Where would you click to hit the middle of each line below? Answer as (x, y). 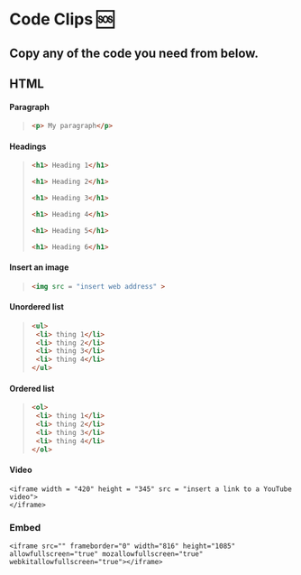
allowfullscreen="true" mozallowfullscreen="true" (106, 554)
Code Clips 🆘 (62, 19)
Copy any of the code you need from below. (134, 53)
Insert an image (39, 267)
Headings (28, 146)
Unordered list (37, 307)
